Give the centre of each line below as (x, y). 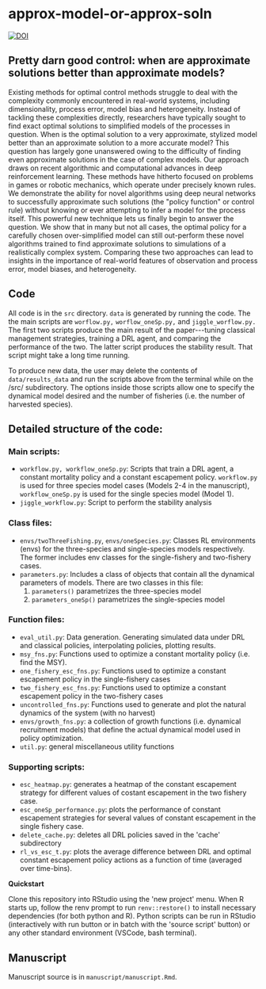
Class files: (30, 523)
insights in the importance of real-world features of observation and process (133, 260)
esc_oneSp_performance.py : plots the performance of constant (120, 810)
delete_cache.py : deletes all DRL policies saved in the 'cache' (120, 835)
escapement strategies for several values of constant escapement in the (138, 818)
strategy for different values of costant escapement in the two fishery (133, 792)
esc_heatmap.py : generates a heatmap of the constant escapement (128, 785)
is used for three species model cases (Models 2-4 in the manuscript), (135, 486)
